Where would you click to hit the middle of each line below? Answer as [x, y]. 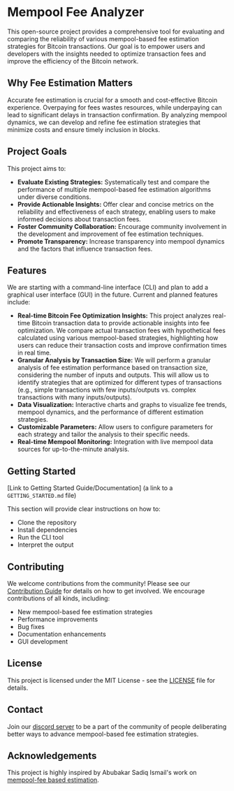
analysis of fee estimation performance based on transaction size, [112, 368]
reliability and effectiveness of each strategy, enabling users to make [116, 212]
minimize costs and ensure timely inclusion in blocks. [84, 129]
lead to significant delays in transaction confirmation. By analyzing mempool [117, 114]
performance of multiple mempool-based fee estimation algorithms [114, 189]
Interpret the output [45, 545]
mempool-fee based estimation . [53, 780]
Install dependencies [47, 530]
